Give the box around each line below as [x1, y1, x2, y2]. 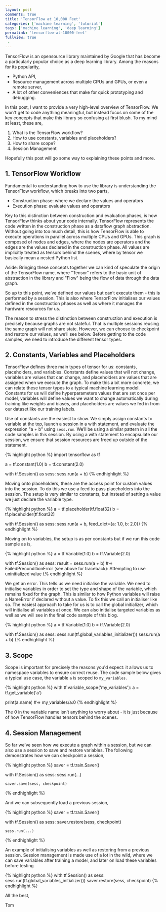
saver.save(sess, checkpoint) [5, 781, 68, 786]
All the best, [5, 893, 30, 898]
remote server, [12, 84, 42, 90]
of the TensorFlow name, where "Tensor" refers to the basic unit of [5, 269, 142, 276]
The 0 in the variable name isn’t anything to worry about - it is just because [5, 709, 158, 715]
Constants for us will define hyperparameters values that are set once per [5, 390, 156, 396]
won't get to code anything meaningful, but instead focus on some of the [5, 109, 154, 115]
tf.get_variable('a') [5, 690, 42, 696]
